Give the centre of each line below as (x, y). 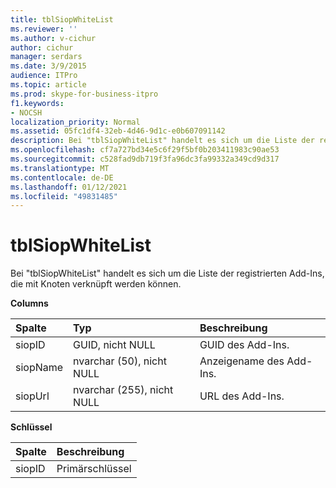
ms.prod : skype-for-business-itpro (84, 94)
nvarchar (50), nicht (120, 361)
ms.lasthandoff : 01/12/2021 (69, 187)
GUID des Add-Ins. (244, 345)
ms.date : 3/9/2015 (48, 66)
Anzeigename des (242, 361)
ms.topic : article (48, 85)
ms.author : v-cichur (53, 38)
